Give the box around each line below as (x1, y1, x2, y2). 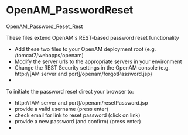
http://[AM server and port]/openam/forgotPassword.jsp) (14, 70, 152, 77)
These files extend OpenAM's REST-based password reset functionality (6, 34, 180, 41)
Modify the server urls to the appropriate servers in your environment (14, 58, 183, 65)
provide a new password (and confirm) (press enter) (14, 117, 142, 124)
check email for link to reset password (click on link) (14, 112, 141, 119)
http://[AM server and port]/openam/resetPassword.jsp (14, 99, 148, 106)
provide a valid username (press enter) (14, 105, 109, 112)
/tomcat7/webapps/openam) (14, 51, 84, 58)
